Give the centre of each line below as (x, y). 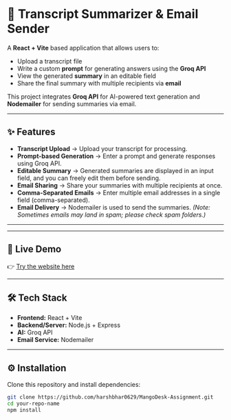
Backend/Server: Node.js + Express (69, 325)
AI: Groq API (35, 332)
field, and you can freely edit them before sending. (89, 178)
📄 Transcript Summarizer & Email (103, 14)
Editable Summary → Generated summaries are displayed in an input (115, 170)
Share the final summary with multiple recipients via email (99, 83)
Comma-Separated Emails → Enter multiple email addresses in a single (119, 192)
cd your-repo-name (33, 404)
